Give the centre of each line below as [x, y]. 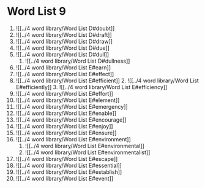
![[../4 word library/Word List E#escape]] [67, 159]
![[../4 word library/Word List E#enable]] [66, 113]
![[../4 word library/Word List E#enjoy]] [64, 126]
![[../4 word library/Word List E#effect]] [65, 74]
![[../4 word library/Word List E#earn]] [63, 67]
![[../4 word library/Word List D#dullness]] [77, 61]
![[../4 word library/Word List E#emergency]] [72, 106]
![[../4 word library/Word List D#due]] [62, 48]
